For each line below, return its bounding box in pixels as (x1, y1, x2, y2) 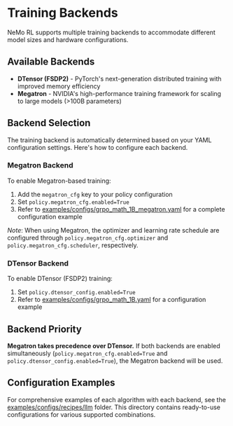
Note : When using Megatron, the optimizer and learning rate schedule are (7, 226, 220, 234)
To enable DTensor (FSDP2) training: (7, 275, 113, 283)
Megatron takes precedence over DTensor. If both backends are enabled (7, 341, 220, 350)
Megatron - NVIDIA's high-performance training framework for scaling (17, 89, 222, 97)
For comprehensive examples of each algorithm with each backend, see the (7, 395, 226, 404)
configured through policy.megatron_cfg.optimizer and (7, 233, 169, 242)
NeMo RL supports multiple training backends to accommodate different (7, 28, 216, 36)
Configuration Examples (7, 377, 115, 389)
